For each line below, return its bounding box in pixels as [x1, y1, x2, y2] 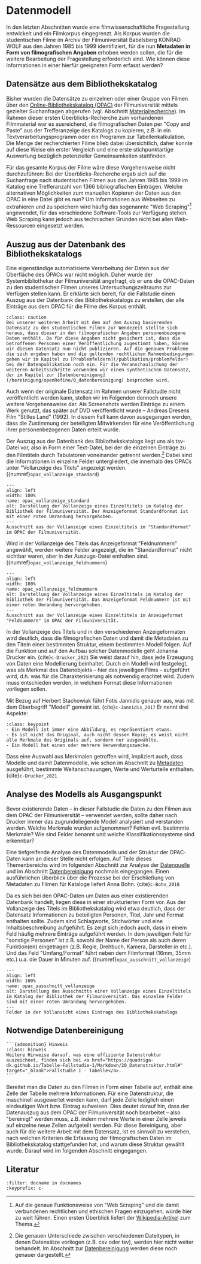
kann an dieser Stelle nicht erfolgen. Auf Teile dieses [22, 855, 152, 862]
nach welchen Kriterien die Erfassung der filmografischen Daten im [6, 1134, 172, 1141]
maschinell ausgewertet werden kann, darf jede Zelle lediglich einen [6, 1096, 175, 1103]
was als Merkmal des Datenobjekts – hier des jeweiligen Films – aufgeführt [6, 666, 190, 673]
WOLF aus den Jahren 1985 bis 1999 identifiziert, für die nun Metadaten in [6, 43, 191, 50]
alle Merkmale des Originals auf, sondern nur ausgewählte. [6, 737, 160, 743]
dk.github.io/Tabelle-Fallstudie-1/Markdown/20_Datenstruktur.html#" [6, 1062, 184, 1068]
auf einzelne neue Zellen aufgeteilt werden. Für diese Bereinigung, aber [6, 1121, 182, 1129]
